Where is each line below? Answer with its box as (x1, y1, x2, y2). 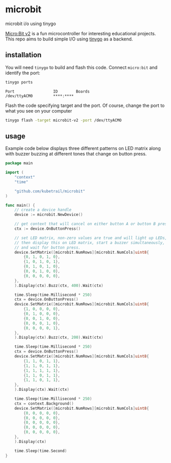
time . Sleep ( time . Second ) (14, 448, 67, 453)
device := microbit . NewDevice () (14, 212, 83, 217)
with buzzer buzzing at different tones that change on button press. (5, 151, 147, 157)
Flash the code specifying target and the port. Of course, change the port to (5, 102, 165, 108)
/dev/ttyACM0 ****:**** (5, 93, 74, 98)
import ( (5, 170, 24, 175)
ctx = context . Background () (14, 401, 74, 406)
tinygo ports (5, 79, 33, 85)
